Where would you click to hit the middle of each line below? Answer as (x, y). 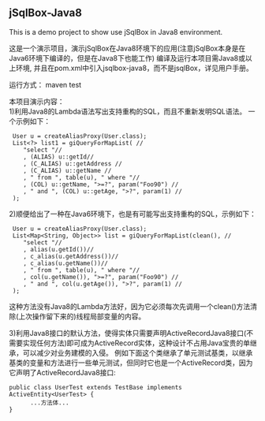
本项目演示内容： (37, 101)
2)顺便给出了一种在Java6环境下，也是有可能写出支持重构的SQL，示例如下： (133, 214)
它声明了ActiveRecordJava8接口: (63, 372)
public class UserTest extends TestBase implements (95, 387)
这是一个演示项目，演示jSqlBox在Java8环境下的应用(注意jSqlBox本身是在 (127, 48)
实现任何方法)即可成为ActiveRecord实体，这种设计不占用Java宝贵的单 (136, 343)
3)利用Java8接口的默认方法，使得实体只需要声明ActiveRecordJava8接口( (128, 333)
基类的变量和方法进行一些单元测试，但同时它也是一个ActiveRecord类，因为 (131, 363)
